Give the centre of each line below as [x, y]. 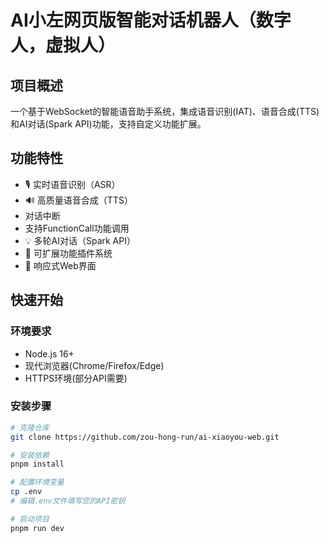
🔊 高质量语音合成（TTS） [78, 200]
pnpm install [37, 464]
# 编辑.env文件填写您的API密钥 [68, 501]
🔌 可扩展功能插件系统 [68, 253]
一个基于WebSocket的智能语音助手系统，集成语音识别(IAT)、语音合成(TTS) [165, 111]
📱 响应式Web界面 [60, 265]
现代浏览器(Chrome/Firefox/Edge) [94, 365]
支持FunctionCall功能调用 [77, 228]
